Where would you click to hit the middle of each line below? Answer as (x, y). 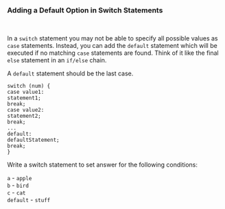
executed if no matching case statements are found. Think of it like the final (113, 53)
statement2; (24, 116)
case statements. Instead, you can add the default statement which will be (112, 46)
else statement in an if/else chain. (57, 60)
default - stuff (29, 200)
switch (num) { (29, 86)
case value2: (26, 110)
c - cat (16, 193)
